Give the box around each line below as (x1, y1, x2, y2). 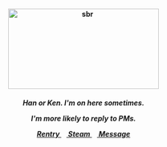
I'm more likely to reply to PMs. (31, 114, 136, 124)
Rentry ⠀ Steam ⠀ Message (36, 129, 131, 139)
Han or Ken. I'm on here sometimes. (22, 98, 145, 108)
